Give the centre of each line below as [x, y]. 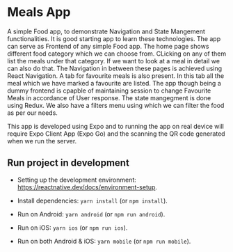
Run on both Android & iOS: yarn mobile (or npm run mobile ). [104, 241]
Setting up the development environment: [77, 180]
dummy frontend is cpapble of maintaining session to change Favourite [109, 90]
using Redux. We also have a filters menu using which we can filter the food [116, 105]
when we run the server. [42, 141]
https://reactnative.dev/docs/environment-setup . [87, 187]
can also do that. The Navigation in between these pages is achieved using [115, 68]
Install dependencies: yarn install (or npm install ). [93, 200]
